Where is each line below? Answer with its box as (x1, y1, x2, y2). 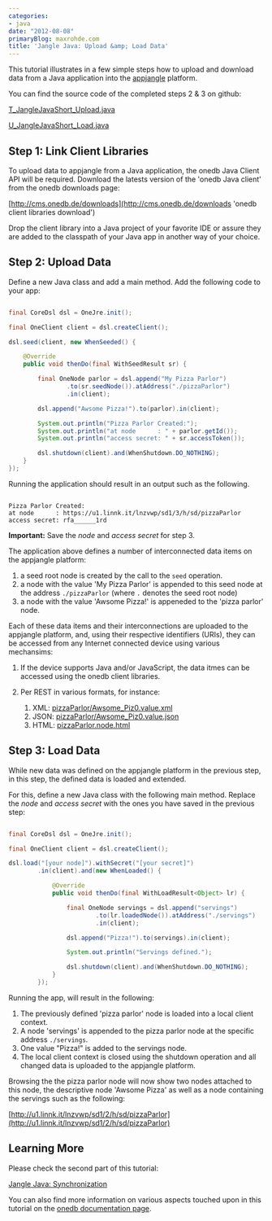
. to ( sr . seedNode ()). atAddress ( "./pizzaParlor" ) (66, 383, 231, 391)
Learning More (8, 1141, 84, 1156)
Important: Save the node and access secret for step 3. (8, 530, 195, 540)
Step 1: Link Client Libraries (8, 144, 149, 158)
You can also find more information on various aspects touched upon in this (8, 1194, 261, 1205)
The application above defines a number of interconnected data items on (8, 546, 253, 556)
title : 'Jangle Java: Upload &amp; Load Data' (8, 42, 169, 50)
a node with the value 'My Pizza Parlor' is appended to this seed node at (19, 579, 263, 589)
